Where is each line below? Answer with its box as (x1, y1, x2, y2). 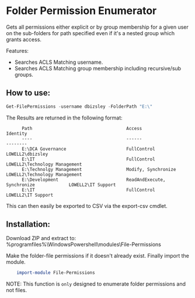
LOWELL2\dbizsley (6, 151, 48, 157)
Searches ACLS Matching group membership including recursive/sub (14, 64, 182, 71)
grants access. (6, 36, 42, 43)
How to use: (6, 88, 51, 98)
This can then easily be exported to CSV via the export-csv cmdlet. (6, 202, 168, 209)
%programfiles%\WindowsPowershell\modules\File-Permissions (6, 241, 162, 248)
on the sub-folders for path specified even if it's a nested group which (6, 29, 175, 36)
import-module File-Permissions (16, 270, 95, 276)
